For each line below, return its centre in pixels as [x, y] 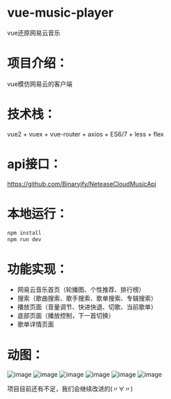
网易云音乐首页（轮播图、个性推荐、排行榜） [81, 290]
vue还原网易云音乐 [34, 33]
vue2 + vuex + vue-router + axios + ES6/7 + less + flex [85, 134]
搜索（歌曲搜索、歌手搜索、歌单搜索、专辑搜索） [87, 299]
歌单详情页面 [35, 324]
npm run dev [24, 239]
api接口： [35, 164]
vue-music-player [61, 13]
